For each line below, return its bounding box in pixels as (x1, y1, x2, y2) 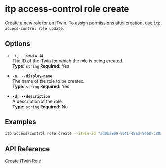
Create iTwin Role (5, 158, 41, 164)
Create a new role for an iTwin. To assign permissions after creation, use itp (5, 20, 161, 26)
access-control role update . (5, 25, 64, 31)
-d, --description (12, 94, 50, 99)
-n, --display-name (12, 73, 53, 79)
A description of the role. (12, 98, 63, 104)
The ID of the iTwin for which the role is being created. (12, 58, 124, 64)
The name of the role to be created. (12, 78, 85, 84)
